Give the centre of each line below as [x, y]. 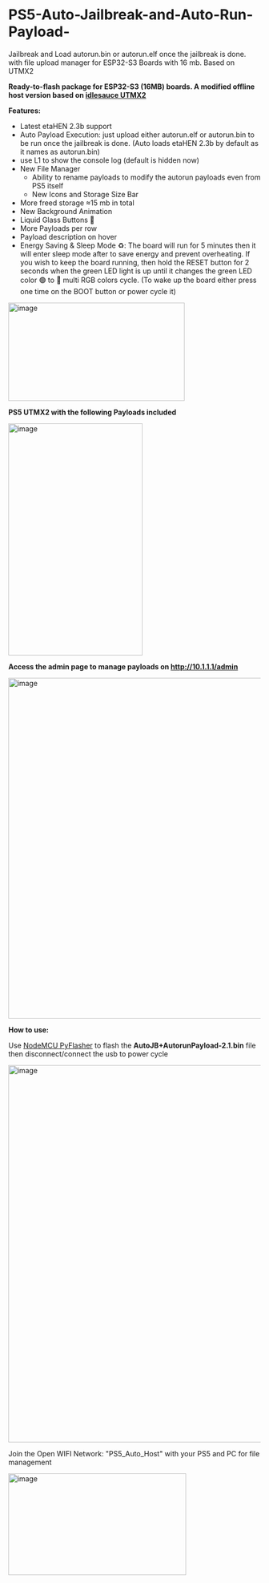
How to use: [29, 1030]
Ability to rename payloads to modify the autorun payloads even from [146, 177]
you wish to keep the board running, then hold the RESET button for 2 [134, 262]
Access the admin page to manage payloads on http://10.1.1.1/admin [123, 666]
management [30, 1462]
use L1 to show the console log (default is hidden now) [110, 160]
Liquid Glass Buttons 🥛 [57, 220]
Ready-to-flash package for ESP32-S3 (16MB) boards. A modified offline [132, 87]
